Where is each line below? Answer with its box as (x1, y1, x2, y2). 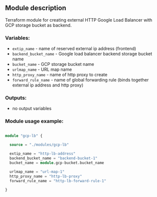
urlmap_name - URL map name (12, 66, 72, 73)
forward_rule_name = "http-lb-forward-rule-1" (9, 178, 106, 183)
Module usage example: (5, 118, 64, 125)
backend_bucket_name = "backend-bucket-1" (9, 156, 98, 161)
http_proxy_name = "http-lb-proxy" (9, 174, 82, 179)
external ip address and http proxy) (12, 82, 83, 88)
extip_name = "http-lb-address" (9, 151, 76, 156)
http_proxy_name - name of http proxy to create (12, 72, 108, 78)
